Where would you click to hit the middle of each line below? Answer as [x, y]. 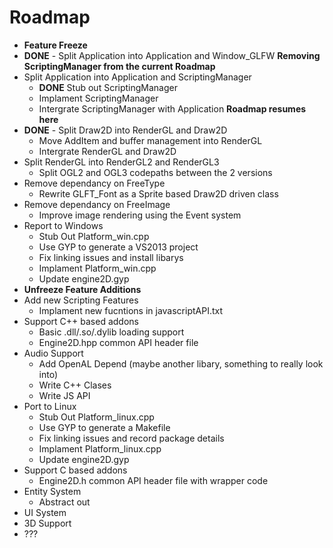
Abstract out [64, 502]
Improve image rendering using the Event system [140, 215]
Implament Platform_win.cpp [97, 268]
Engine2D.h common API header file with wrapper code [153, 480]
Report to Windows [63, 225]
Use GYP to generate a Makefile [104, 427]
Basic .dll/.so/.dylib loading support [111, 332]
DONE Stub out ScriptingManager [108, 87]
